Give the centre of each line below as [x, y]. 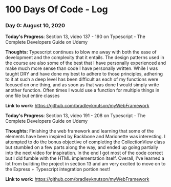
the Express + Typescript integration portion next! [58, 169]
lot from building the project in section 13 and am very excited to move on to [85, 164]
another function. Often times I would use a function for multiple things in [82, 90]
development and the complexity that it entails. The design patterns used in [85, 58]
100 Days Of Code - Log [57, 10]
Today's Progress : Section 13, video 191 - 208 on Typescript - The [76, 116]
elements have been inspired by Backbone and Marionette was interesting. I [85, 137]
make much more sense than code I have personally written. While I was [82, 68]
